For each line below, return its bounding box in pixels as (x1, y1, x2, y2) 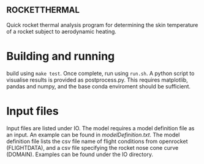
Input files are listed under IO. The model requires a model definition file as (6, 124, 195, 131)
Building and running (6, 49, 115, 63)
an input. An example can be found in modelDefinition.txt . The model (6, 131, 180, 138)
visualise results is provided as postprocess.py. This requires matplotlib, (6, 76, 188, 84)
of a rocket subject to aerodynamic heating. (6, 28, 116, 35)
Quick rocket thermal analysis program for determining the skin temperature (6, 21, 198, 28)
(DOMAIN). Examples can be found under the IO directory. (6, 150, 153, 158)
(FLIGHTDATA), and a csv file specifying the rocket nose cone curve (6, 144, 179, 151)
